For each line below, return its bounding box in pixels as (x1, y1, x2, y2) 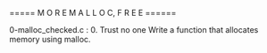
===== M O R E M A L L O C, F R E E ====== (9, 8, 177, 18)
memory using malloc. (9, 34, 91, 44)
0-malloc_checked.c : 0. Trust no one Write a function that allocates (9, 25, 259, 34)
